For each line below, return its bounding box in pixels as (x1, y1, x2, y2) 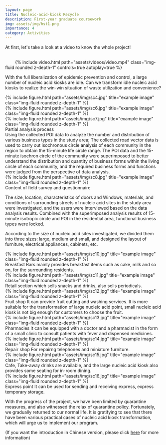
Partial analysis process (5, 126, 54, 132)
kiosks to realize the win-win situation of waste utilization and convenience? (5, 85, 162, 90)
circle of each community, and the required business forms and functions (5, 163, 156, 169)
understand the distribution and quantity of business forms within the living (5, 158, 160, 164)
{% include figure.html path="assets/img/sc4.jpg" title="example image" (5, 94, 155, 100)
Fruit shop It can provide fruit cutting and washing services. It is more (5, 299, 148, 305)
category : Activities (5, 30, 50, 35)
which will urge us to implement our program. (5, 420, 99, 426)
